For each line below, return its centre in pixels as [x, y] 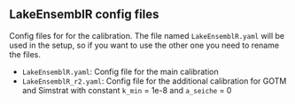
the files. [25, 54]
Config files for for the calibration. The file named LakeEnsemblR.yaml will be [147, 35]
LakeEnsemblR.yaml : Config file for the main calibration [120, 71]
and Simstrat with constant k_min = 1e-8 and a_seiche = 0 [127, 90]
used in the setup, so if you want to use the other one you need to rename [144, 45]
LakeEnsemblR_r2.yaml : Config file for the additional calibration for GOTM [154, 81]
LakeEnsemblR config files [84, 15]
